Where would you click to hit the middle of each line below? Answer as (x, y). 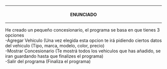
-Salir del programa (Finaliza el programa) (48, 62)
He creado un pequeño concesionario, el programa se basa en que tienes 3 (83, 30)
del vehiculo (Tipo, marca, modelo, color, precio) (55, 46)
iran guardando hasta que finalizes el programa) (54, 56)
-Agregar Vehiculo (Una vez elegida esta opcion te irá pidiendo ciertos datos (83, 40)
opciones (15, 35)
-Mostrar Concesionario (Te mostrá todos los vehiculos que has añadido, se (83, 51)
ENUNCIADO (83, 14)
